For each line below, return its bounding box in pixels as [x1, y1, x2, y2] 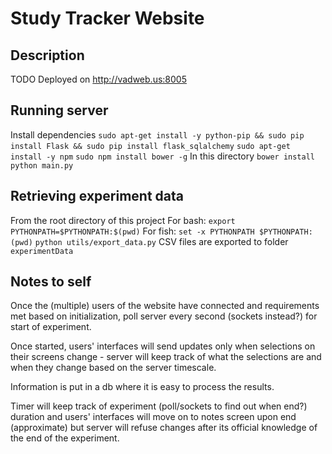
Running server [10, 102, 109, 119]
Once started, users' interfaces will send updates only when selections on [10, 340, 316, 352]
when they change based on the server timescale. [10, 362, 217, 374]
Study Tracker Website [10, 7, 205, 30]
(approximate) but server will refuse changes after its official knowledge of [10, 422, 318, 434]
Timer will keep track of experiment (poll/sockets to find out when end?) [10, 400, 308, 412]
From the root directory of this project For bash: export [10, 214, 236, 226]
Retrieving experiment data [10, 188, 184, 205]
